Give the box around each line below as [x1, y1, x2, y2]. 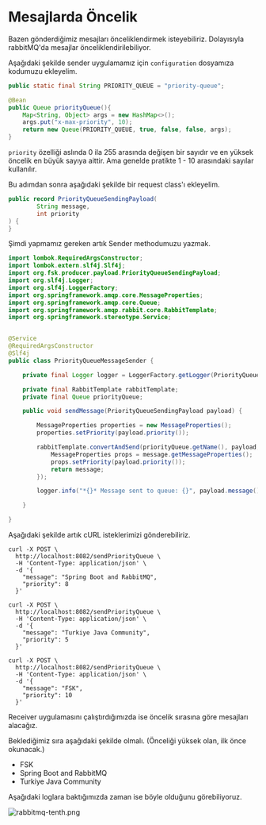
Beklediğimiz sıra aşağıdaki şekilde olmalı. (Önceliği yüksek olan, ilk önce [8, 736, 247, 746]
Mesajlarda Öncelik [8, 8, 138, 26]
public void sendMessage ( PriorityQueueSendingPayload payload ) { [22, 407, 243, 415]
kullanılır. [8, 164, 37, 174]
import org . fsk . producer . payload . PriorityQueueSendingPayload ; [8, 269, 222, 277]
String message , [36, 202, 90, 210]
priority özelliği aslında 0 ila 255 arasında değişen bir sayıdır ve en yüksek [8, 148, 253, 157]
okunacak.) [8, 745, 45, 754]
